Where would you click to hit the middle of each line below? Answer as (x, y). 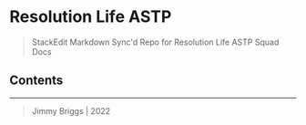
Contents (36, 81)
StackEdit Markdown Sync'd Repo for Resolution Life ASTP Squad (155, 42)
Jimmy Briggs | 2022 (71, 110)
